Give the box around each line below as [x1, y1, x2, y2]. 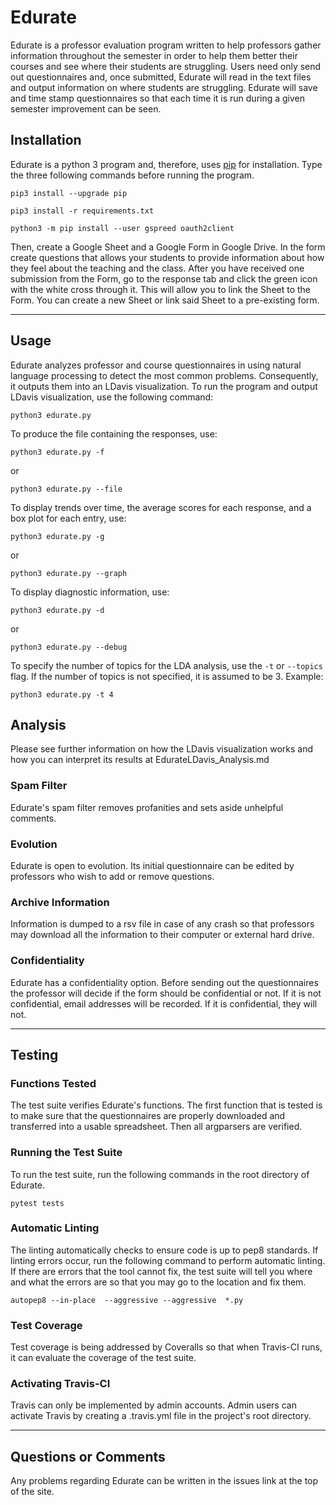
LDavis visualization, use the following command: [10, 391, 214, 403]
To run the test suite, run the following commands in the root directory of [10, 1168, 310, 1180]
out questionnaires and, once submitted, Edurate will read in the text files [10, 71, 312, 83]
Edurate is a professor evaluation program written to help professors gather [10, 39, 322, 51]
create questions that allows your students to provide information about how [10, 251, 325, 263]
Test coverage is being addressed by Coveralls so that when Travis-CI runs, [10, 1341, 323, 1353]
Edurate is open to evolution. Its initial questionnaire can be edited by [10, 859, 295, 871]
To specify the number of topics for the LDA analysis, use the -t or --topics [10, 659, 323, 671]
